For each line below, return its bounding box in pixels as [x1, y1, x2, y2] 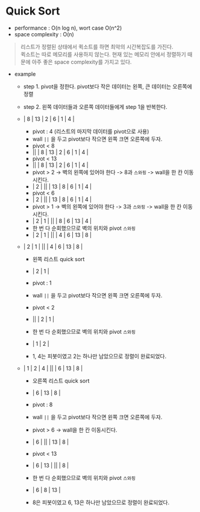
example [14, 70, 36, 77]
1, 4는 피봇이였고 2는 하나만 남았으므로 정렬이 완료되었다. [32, 352, 167, 360]
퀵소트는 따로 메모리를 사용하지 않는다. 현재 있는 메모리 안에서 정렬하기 [20, 50, 186, 58]
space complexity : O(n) [14, 30, 75, 37]
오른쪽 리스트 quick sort [32, 377, 90, 384]
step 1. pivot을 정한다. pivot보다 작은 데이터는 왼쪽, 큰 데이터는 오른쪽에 [23, 83, 192, 90]
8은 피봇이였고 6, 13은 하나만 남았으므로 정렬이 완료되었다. [32, 499, 170, 506]
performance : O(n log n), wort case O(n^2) [14, 24, 122, 31]
